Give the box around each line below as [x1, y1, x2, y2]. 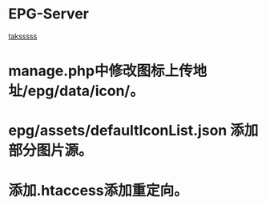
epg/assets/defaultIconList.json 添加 [8, 122, 259, 140]
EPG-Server [8, 5, 90, 23]
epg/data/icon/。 [27, 82, 144, 100]
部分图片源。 [8, 142, 94, 160]
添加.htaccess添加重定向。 [8, 181, 188, 199]
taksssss [8, 31, 38, 41]
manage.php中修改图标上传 [8, 62, 193, 80]
